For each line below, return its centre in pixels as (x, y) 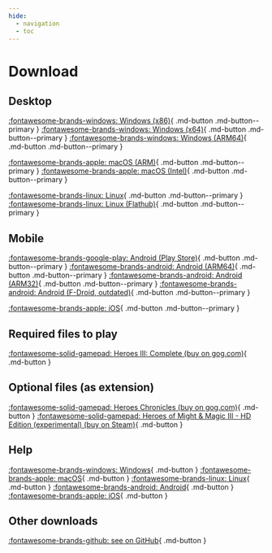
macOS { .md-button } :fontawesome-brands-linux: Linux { (153, 478)
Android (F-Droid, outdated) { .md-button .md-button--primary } (144, 293)
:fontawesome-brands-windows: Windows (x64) (123, 129)
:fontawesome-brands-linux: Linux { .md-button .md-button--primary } (126, 195)
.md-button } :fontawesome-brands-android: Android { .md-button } (121, 487)
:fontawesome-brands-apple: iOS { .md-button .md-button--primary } (124, 308)
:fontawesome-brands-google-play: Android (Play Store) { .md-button (125, 258)
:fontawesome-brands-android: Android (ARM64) (152, 267)
